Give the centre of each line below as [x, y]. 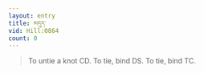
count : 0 [23, 38]
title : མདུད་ [27, 23]
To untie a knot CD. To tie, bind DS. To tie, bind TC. [112, 61]
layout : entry [32, 16]
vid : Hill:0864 [34, 30]
